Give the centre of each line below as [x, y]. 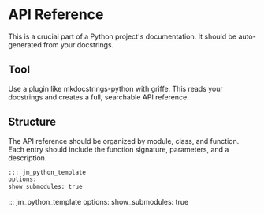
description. [28, 158]
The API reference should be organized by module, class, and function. [124, 141]
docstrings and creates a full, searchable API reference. [99, 97]
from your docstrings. [78, 44]
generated [25, 44]
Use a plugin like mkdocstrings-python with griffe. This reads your [115, 88]
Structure [32, 122]
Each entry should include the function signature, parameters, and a [119, 149]
